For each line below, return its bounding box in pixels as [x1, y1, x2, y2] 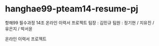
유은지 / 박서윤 [5, 25, 33, 32]
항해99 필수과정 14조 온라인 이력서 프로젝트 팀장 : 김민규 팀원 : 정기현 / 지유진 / [5, 20, 154, 25]
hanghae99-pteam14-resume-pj [5, 3, 139, 14]
